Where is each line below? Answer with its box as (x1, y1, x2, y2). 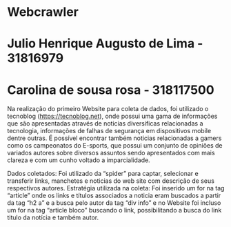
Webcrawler (7, 4, 79, 20)
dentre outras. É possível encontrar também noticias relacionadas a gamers (7, 134, 222, 142)
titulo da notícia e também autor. (7, 213, 99, 221)
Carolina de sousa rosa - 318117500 (7, 82, 215, 97)
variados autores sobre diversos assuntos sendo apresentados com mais (7, 149, 215, 157)
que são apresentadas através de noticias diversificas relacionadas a (7, 119, 203, 128)
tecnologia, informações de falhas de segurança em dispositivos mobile (7, 127, 212, 135)
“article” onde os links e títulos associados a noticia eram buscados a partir (7, 191, 221, 200)
